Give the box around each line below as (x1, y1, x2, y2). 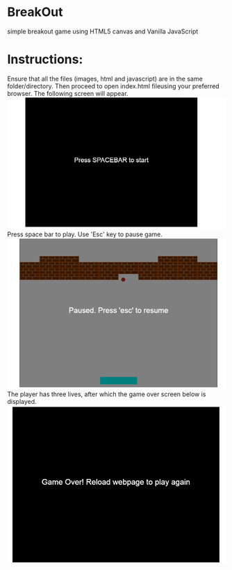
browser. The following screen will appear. (7, 89, 129, 97)
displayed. (7, 398, 37, 406)
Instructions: (7, 51, 83, 67)
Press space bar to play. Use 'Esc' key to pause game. (7, 230, 163, 238)
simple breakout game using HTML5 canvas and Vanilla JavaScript (7, 27, 199, 35)
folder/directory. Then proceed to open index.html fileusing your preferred (7, 81, 220, 90)
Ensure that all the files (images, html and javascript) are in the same (7, 74, 203, 83)
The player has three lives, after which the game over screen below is (7, 390, 206, 398)
